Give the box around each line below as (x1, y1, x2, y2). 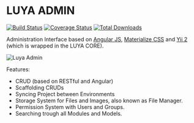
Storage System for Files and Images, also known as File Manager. (15, 97, 183, 104)
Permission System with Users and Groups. (15, 103, 125, 110)
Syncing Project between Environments (15, 90, 115, 97)
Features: (6, 65, 31, 73)
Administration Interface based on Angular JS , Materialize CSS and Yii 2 (6, 35, 188, 43)
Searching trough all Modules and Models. (15, 110, 122, 117)
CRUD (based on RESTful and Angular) (15, 77, 114, 85)
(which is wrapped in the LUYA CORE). (6, 42, 104, 49)
